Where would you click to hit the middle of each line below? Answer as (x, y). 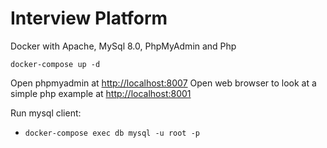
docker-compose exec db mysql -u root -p (112, 133)
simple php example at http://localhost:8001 (101, 93)
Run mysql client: (46, 113)
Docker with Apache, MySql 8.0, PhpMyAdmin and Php (123, 46)
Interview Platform (89, 18)
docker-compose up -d (55, 64)
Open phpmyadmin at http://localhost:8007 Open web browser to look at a (163, 83)
